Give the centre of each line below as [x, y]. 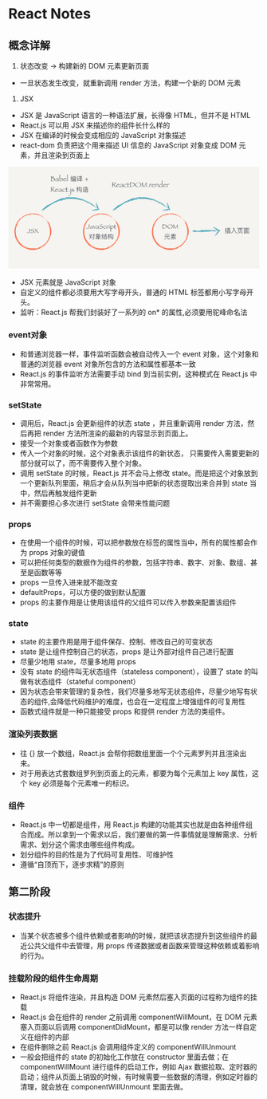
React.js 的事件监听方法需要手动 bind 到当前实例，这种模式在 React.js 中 [138, 374]
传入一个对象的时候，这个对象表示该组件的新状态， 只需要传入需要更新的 [139, 453]
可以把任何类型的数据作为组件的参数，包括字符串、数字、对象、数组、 [135, 562]
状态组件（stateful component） [87, 682]
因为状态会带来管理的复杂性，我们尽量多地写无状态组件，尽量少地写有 [135, 691]
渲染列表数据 [33, 735]
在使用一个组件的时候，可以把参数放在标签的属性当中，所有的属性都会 [135, 542]
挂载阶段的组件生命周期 [53, 978]
